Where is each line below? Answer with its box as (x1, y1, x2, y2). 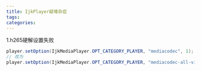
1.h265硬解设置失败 (6, 37, 54, 44)
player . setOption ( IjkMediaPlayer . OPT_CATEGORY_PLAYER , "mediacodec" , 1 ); (6, 49, 194, 54)
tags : (6, 14, 20, 20)
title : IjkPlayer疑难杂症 (6, 8, 68, 15)
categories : (6, 20, 36, 25)
